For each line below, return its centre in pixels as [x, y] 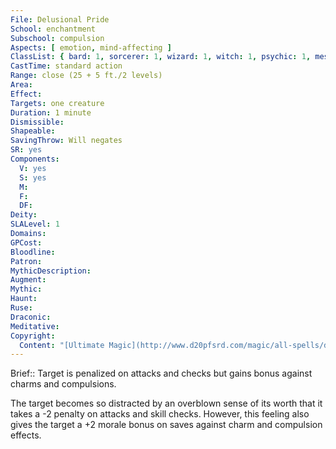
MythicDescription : [51, 271]
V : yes [33, 168]
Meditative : [35, 326]
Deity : [24, 215]
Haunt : [24, 299]
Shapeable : [33, 131]
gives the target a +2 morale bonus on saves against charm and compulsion [166, 425]
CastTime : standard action [66, 66]
